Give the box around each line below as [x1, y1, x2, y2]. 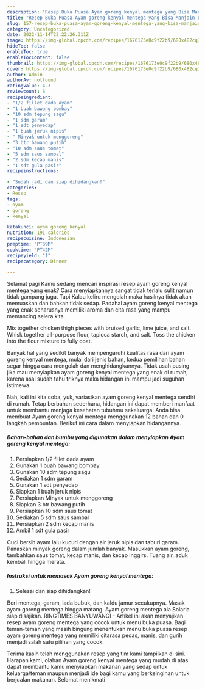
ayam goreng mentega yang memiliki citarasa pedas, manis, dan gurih [7, 632, 182, 639]
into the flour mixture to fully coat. [7, 337, 92, 345]
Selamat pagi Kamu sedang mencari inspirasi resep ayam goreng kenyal [7, 280, 188, 288]
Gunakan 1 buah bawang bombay [15, 462, 100, 469]
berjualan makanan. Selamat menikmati [7, 676, 106, 684]
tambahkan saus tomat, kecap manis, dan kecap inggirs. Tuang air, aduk [7, 552, 188, 559]
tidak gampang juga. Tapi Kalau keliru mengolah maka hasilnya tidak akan [7, 293, 192, 301]
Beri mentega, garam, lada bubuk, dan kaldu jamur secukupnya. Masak [7, 599, 185, 607]
